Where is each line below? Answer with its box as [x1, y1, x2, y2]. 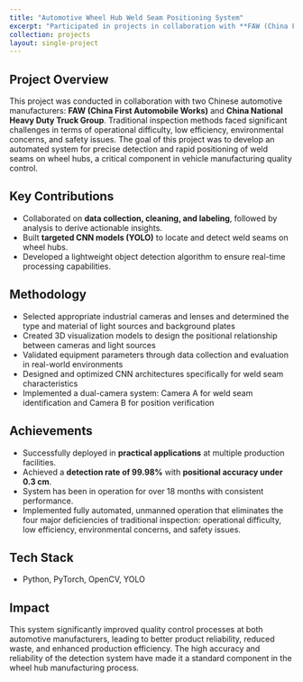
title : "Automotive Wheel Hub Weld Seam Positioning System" [9, 13, 244, 23]
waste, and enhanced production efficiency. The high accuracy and [9, 643, 261, 654]
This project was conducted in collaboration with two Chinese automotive [9, 96, 282, 106]
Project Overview [9, 71, 109, 87]
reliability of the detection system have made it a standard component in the [9, 653, 292, 664]
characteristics [22, 378, 78, 389]
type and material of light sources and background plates [22, 320, 236, 331]
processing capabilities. [22, 261, 111, 272]
